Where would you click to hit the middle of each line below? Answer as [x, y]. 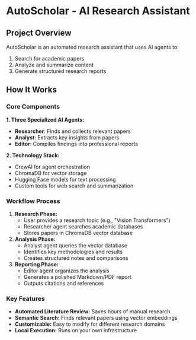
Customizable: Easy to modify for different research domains [90, 324]
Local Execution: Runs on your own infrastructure [76, 331]
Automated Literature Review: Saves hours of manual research [92, 312]
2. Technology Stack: [33, 155]
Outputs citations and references [64, 283]
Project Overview [39, 33]
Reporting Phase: [37, 264]
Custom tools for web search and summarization [74, 186]
